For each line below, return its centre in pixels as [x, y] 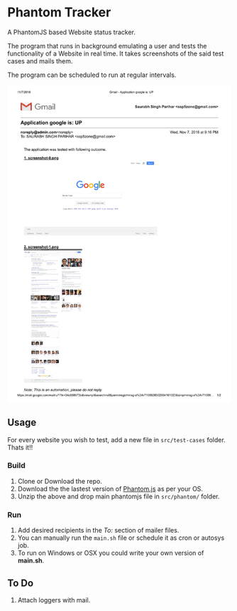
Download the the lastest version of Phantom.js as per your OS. [110, 489]
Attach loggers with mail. [54, 600]
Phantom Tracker [59, 12]
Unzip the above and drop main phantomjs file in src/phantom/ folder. [118, 496]
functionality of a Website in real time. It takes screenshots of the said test [116, 53]
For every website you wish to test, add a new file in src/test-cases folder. [116, 439]
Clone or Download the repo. [60, 481]
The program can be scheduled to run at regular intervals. [92, 75]
